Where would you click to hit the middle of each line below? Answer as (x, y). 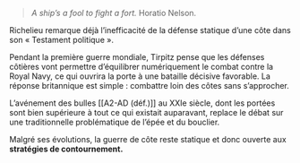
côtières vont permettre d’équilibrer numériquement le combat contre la (141, 67)
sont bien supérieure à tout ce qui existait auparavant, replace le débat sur (146, 112)
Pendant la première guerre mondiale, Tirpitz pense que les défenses (137, 57)
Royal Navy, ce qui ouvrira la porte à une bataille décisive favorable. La (140, 76)
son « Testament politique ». (62, 40)
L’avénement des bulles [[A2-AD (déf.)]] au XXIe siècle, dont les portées (142, 103)
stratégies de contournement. (66, 149)
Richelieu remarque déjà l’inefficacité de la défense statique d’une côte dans (150, 30)
